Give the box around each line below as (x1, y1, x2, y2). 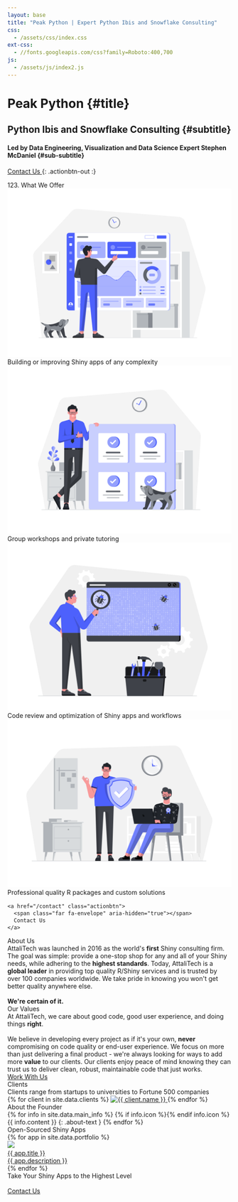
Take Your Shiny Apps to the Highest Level (7, 1171, 132, 1180)
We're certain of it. (7, 997, 64, 1005)
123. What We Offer (7, 181, 65, 189)
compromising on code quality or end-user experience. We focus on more (7, 1042, 225, 1051)
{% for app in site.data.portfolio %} (7, 1132, 110, 1141)
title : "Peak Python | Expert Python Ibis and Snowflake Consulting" (7, 18, 218, 26)
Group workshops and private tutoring (7, 534, 119, 543)
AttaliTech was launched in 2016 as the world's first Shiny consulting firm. (7, 944, 225, 953)
